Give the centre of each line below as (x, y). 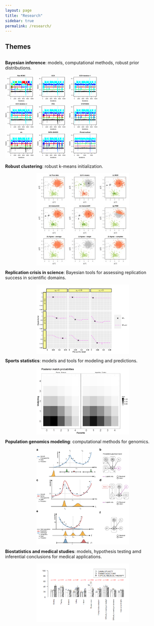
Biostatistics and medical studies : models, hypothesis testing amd (73, 551)
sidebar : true (20, 21)
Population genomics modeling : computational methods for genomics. (77, 441)
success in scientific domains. (36, 278)
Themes (18, 47)
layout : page (18, 10)
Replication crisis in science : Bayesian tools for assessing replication (76, 273)
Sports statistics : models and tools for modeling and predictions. (71, 361)
